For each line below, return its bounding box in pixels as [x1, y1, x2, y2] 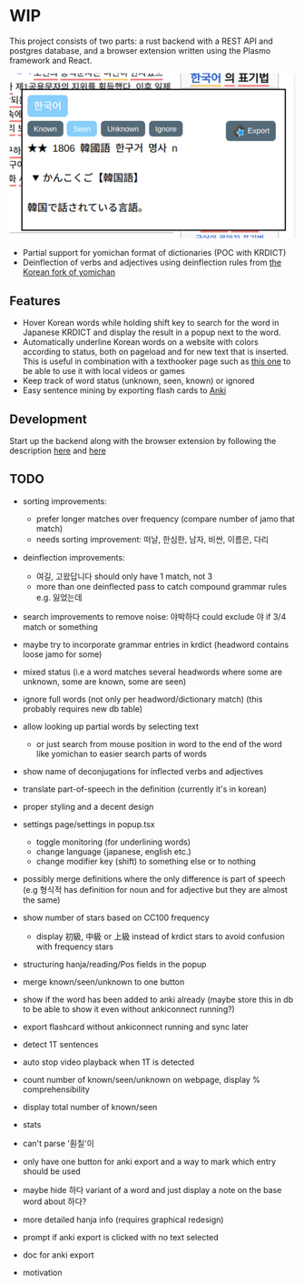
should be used [22, 1166, 82, 1177]
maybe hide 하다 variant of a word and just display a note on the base [22, 1184, 282, 1195]
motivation [22, 1267, 63, 1278]
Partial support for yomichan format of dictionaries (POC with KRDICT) [22, 248, 287, 258]
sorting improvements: [22, 495, 107, 506]
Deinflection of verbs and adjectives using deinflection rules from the [22, 257, 282, 268]
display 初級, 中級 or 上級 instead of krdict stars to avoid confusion [35, 930, 286, 942]
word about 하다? [22, 1196, 87, 1207]
